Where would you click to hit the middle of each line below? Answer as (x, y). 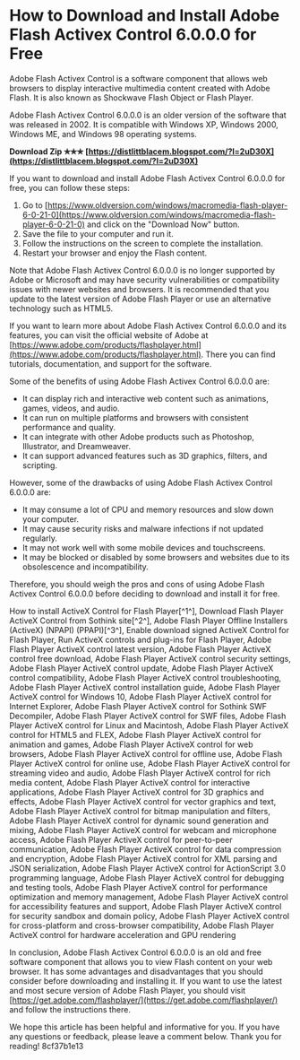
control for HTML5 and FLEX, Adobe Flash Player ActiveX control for (135, 734)
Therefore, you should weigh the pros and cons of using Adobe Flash (137, 584)
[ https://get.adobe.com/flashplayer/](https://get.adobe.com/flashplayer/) (144, 1000)
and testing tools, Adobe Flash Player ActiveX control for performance (139, 887)
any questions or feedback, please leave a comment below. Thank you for (146, 1036)
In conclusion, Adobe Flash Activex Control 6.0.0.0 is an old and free (136, 952)
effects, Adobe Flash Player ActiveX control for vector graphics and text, (143, 801)
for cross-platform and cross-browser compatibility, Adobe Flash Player (142, 925)
